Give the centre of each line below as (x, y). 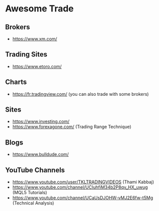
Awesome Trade (39, 9)
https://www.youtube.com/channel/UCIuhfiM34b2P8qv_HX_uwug (80, 187)
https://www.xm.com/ (35, 39)
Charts (16, 82)
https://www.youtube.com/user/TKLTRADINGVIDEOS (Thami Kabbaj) (83, 182)
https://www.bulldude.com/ (40, 154)
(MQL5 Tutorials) (30, 193)
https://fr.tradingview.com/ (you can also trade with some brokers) (80, 94)
